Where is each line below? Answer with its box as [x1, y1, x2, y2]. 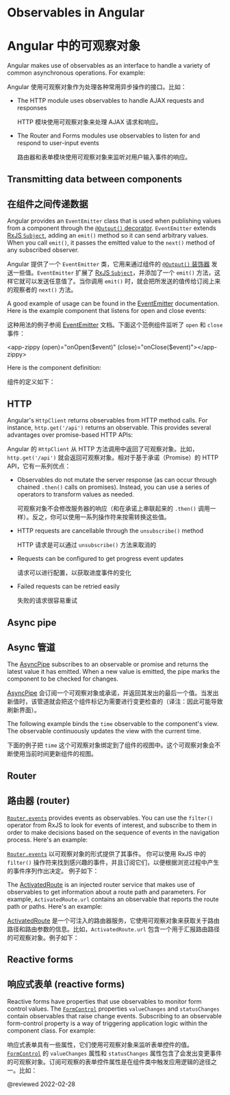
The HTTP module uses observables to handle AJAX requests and [16, 97, 204, 105]
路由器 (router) [7, 795, 71, 807]
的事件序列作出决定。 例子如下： [7, 866, 99, 874]
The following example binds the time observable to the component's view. [7, 720, 219, 728]
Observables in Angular [7, 5, 145, 21]
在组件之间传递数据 [7, 198, 88, 210]
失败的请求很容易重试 [16, 596, 77, 605]
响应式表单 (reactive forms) [7, 979, 125, 990]
